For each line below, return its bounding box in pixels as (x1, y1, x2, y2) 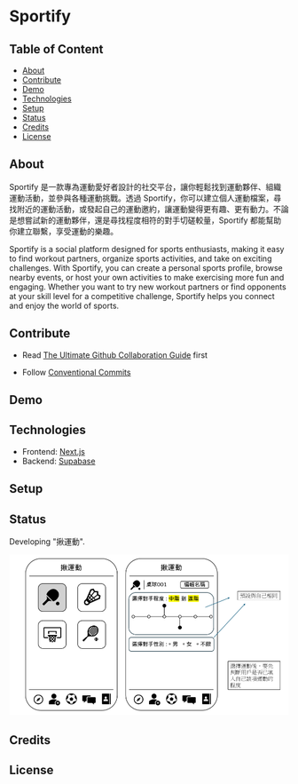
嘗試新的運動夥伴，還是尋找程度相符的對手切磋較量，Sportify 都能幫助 (24, 215, 282, 226)
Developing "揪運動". (9, 536, 86, 547)
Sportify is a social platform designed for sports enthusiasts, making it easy (9, 243, 285, 254)
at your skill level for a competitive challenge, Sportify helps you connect (9, 290, 275, 301)
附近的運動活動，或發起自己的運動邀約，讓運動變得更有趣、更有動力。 (16, 203, 273, 214)
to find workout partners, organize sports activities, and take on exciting (9, 253, 272, 264)
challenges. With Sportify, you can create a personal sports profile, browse (9, 262, 283, 273)
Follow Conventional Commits (21, 367, 131, 377)
